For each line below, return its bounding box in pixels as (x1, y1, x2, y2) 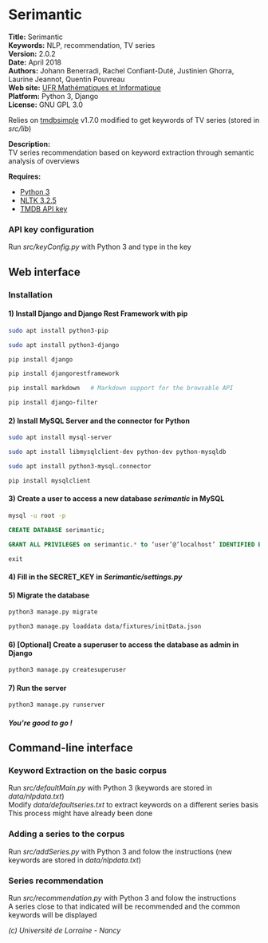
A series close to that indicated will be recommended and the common (8, 902, 241, 911)
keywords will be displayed (8, 909, 97, 919)
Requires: (8, 172, 41, 181)
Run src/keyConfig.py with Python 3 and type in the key (8, 242, 191, 252)
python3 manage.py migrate (8, 608, 98, 616)
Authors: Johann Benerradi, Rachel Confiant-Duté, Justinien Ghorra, (8, 65, 235, 75)
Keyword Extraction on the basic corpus (8, 765, 167, 776)
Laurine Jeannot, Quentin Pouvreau (8, 74, 125, 84)
